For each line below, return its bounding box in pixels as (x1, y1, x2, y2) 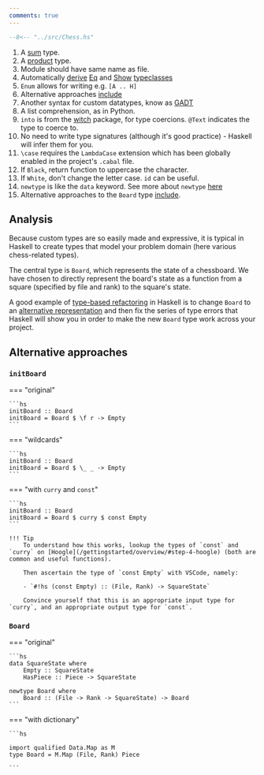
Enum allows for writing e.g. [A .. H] (20, 80, 137, 91)
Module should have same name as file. (20, 64, 150, 73)
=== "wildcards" (9, 435, 63, 444)
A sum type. (20, 47, 60, 57)
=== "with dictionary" (9, 715, 80, 725)
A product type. (20, 56, 72, 65)
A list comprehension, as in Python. (20, 106, 136, 115)
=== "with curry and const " (9, 485, 99, 494)
